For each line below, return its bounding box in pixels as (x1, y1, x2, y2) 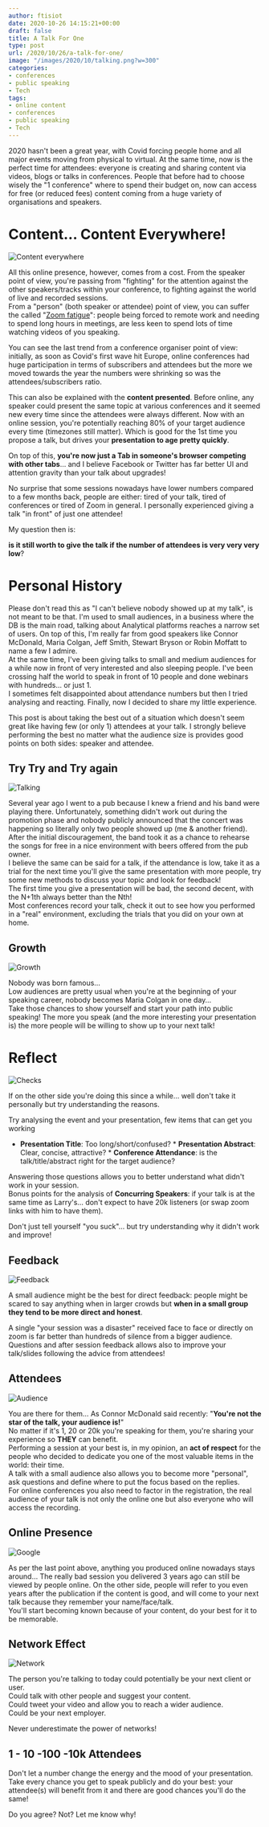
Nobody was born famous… (8, 978, 100, 988)
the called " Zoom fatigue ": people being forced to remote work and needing (8, 310, 259, 320)
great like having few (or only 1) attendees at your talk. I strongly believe (8, 721, 247, 731)
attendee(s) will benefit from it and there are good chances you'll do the (8, 1785, 247, 1796)
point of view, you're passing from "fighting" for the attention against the (8, 276, 249, 285)
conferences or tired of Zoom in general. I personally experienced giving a (8, 500, 255, 510)
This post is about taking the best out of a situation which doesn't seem (8, 713, 245, 722)
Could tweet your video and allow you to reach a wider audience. (8, 1700, 223, 1710)
